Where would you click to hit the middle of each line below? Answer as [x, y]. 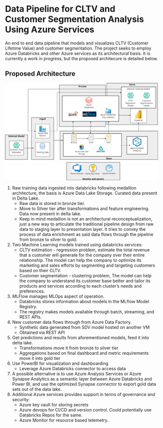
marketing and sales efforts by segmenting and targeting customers [87, 265]
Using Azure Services [50, 30]
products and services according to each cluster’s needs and [81, 286]
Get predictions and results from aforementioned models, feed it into [81, 338]
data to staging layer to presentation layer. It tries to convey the [82, 229]
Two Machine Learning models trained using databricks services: [77, 245]
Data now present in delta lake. [50, 214]
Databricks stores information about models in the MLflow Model [84, 302]
